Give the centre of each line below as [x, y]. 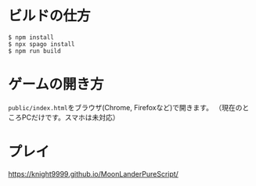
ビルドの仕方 [50, 16]
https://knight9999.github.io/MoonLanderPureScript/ [93, 173]
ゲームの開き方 [56, 85]
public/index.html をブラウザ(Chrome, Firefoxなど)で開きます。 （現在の [125, 107]
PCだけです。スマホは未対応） [70, 117]
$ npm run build [34, 51]
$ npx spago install [42, 44]
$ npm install [31, 37]
